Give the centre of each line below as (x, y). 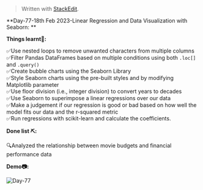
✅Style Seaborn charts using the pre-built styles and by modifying (90, 78)
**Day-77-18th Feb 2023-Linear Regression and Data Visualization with (97, 20)
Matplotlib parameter (33, 85)
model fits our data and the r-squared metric (62, 112)
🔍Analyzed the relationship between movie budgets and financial (89, 145)
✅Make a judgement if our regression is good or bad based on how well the (102, 105)
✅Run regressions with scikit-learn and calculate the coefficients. (89, 118)
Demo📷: (18, 166)
